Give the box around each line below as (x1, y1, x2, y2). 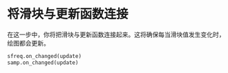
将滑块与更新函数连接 (7, 6, 129, 22)
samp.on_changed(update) (7, 59, 79, 66)
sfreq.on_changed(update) (7, 52, 82, 59)
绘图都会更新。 (7, 39, 50, 47)
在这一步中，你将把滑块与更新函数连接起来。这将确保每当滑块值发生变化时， (7, 30, 225, 39)
